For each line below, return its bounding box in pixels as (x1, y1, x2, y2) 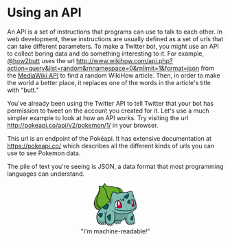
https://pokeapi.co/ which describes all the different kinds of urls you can (7, 141, 215, 150)
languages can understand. (7, 170, 84, 178)
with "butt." (7, 86, 39, 94)
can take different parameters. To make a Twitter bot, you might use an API (7, 42, 220, 50)
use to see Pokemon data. (7, 149, 81, 157)
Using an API (7, 5, 82, 21)
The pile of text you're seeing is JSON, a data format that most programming (7, 162, 224, 170)
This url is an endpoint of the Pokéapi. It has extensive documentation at (7, 134, 211, 142)
